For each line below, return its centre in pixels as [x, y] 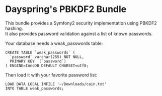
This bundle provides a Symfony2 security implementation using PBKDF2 [81, 23]
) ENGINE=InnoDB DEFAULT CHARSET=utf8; [47, 65]
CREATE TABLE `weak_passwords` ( [40, 52]
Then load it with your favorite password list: [51, 75]
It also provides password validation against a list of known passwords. [79, 33]
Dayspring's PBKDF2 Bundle [66, 9]
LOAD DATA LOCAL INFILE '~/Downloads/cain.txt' [56, 84]
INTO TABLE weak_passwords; [35, 88]
